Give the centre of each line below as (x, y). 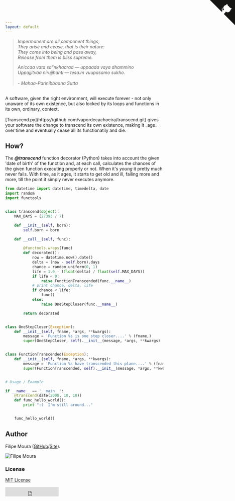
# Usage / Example (24, 382)
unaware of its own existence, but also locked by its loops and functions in (82, 104)
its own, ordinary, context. (32, 109)
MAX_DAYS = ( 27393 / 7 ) (39, 216)
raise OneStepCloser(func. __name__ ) (79, 304)
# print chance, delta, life (63, 286)
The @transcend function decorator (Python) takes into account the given (82, 158)
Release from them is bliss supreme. (55, 57)
